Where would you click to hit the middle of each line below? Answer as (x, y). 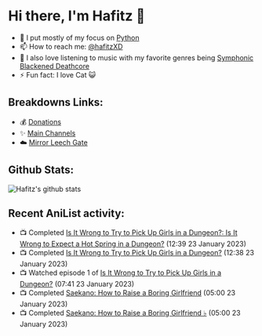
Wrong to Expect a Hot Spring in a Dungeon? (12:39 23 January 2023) (133, 244)
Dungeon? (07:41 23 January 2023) (77, 284)
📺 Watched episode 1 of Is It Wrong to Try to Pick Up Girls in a (120, 273)
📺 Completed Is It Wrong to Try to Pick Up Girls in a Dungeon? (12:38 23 (137, 253)
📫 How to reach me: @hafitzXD (71, 46)
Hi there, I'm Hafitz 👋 (77, 16)
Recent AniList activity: (67, 213)
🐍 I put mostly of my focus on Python (79, 38)
